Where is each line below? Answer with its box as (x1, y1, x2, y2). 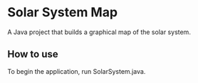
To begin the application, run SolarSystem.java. (7, 67, 146, 75)
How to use (7, 48, 58, 60)
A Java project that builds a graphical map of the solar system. (7, 28, 191, 36)
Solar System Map (7, 4, 118, 21)
